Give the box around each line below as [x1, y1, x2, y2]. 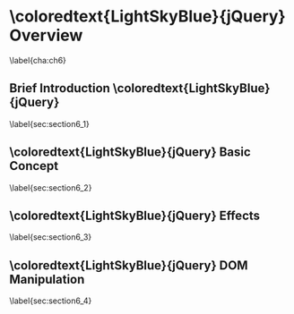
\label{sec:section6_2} [9, 182, 92, 193]
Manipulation [9, 271, 85, 287]
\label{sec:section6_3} [9, 232, 92, 242]
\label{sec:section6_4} [9, 295, 92, 306]
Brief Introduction [9, 81, 110, 96]
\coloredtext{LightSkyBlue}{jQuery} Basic [9, 145, 251, 160]
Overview [9, 25, 83, 46]
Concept [9, 158, 59, 174]
